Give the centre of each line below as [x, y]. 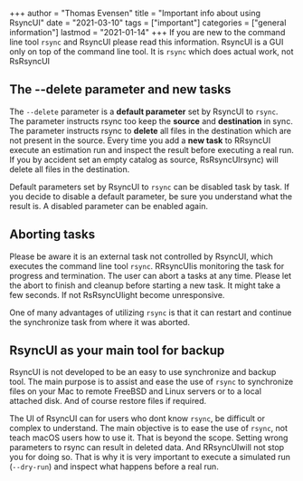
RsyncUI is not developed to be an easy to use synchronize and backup [143, 372]
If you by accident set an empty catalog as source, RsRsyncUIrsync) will [144, 159]
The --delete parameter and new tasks [120, 90]
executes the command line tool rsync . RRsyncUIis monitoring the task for [147, 265]
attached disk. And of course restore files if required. [108, 401]
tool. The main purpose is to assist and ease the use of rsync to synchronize [151, 382]
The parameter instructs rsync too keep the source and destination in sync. [151, 120]
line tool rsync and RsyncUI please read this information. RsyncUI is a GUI [147, 42]
